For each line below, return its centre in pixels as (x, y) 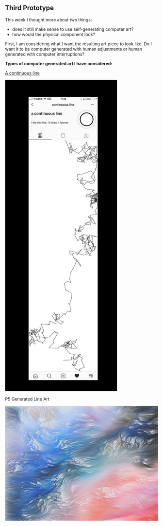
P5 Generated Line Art (27, 399)
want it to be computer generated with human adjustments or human (73, 49)
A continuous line (22, 73)
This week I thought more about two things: (49, 19)
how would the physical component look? (54, 34)
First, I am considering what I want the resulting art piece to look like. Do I (78, 44)
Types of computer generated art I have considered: (59, 63)
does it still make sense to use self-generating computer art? (73, 29)
